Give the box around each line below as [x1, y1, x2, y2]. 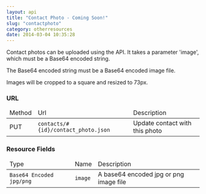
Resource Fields [6, 145, 55, 154]
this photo [132, 127, 162, 135]
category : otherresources [6, 26, 72, 32]
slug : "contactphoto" [6, 20, 62, 26]
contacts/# [37, 121, 69, 127]
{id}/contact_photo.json [37, 127, 110, 133]
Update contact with [132, 119, 192, 127]
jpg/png [9, 177, 32, 184]
